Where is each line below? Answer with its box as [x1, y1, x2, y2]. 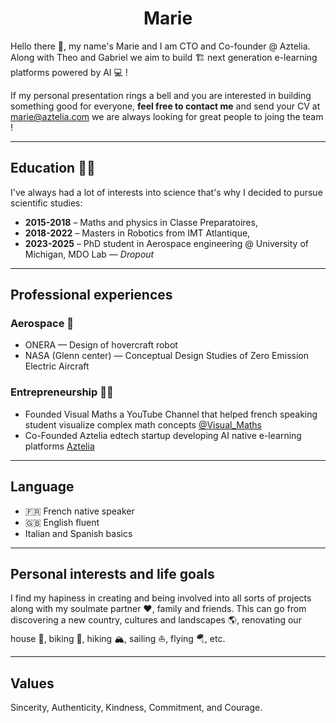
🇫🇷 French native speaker [24, 505, 135, 517]
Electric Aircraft [24, 360, 90, 372]
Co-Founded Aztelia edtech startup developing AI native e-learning [24, 429, 302, 441]
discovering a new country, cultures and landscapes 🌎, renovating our [10, 614, 302, 626]
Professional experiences [10, 287, 173, 304]
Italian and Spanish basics [24, 527, 133, 539]
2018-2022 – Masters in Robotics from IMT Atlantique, [24, 227, 251, 239]
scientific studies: [10, 197, 83, 209]
